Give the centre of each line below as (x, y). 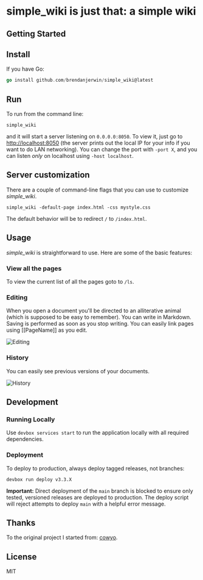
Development (33, 402)
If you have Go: (25, 69)
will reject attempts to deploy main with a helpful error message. (86, 504)
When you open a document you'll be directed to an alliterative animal (94, 311)
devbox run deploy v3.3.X (39, 479)
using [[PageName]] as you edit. (47, 330)
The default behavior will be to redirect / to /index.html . (77, 218)
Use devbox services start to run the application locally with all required (98, 433)
